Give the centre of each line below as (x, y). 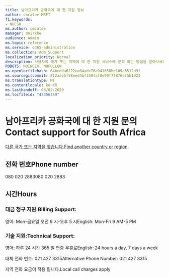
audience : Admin (22, 38)
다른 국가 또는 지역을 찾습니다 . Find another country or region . (67, 147)
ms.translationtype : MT (30, 80)
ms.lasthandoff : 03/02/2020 (35, 90)
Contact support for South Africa (75, 132)
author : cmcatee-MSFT (28, 15)
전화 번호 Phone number (42, 164)
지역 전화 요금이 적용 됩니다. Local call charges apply (58, 269)
